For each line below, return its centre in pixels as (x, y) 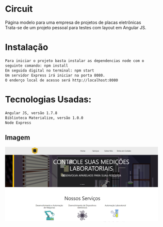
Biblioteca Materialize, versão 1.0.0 (44, 118)
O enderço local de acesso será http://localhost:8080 (62, 80)
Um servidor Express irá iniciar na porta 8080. (55, 75)
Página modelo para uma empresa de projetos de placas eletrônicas (73, 22)
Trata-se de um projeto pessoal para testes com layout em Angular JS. (76, 27)
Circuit (19, 9)
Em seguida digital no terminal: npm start (50, 70)
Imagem (18, 138)
